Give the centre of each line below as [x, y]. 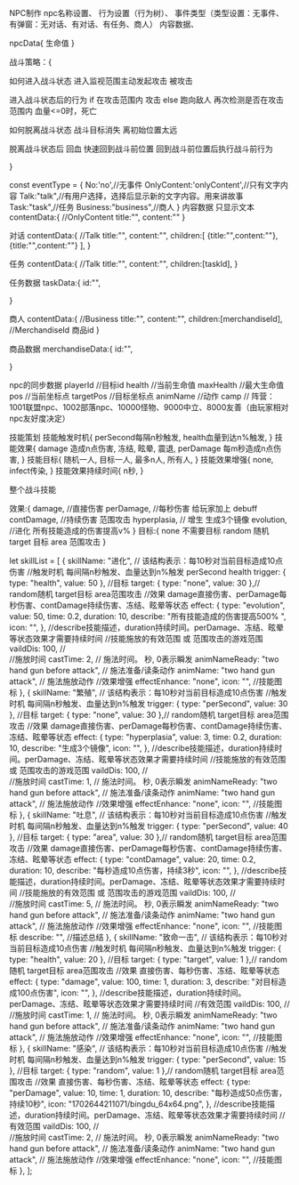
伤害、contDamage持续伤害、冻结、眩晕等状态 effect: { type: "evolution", [151, 605]
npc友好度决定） [40, 418]
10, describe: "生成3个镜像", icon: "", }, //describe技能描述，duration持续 [142, 748]
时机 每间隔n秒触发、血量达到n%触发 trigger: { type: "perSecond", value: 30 [149, 704]
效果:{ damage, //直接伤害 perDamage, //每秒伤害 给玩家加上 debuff [133, 508]
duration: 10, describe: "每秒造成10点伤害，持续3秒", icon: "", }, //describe [144, 871]
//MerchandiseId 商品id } [54, 330]
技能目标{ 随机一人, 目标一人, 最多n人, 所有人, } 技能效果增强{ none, [150, 459]
